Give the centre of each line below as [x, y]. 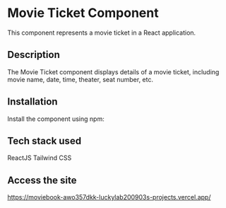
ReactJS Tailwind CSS [40, 158]
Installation [32, 102]
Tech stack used [44, 140]
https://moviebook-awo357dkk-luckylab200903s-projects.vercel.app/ [109, 197]
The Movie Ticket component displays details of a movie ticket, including [113, 71]
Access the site [42, 180]
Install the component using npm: [56, 119]
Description [34, 55]
